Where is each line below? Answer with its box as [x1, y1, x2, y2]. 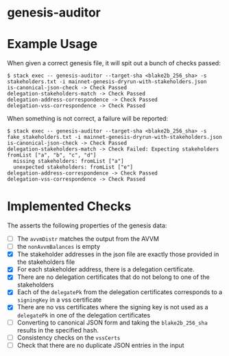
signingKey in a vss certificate [16, 296, 102, 304]
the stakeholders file [16, 258, 75, 266]
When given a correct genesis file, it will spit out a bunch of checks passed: [7, 59, 221, 67]
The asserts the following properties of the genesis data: [7, 221, 167, 230]
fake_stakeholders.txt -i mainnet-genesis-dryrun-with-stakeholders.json [7, 134, 223, 141]
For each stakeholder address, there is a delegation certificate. [16, 265, 195, 274]
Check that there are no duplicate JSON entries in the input [16, 341, 184, 349]
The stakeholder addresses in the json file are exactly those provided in [16, 250, 219, 258]
